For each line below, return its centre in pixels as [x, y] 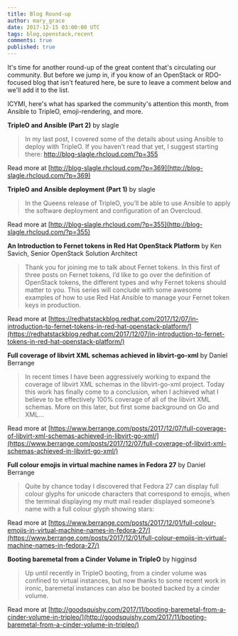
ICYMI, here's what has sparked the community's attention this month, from [118, 104]
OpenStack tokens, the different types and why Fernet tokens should [125, 282]
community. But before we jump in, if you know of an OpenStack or [106, 75]
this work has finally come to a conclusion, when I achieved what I [121, 392]
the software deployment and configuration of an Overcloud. [113, 210]
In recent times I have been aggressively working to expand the [118, 377]
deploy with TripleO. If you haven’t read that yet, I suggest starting [121, 146]
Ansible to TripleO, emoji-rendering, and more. [75, 111]
